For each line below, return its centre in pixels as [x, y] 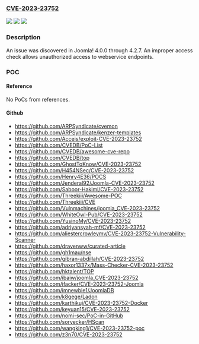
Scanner [25, 239]
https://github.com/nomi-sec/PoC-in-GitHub [69, 315]
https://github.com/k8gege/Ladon [56, 296]
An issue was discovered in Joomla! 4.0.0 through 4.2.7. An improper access [99, 50]
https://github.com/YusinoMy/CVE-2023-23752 [73, 220]
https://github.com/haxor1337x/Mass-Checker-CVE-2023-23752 [94, 265]
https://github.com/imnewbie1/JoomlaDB [64, 290]
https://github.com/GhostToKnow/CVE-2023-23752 [78, 164]
